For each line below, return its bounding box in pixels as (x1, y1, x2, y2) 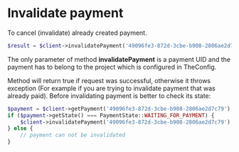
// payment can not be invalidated (20, 131, 126, 139)
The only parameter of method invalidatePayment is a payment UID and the (7, 55, 231, 63)
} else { (7, 125, 33, 132)
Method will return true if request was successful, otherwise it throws (7, 76, 211, 85)
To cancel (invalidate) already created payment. (7, 28, 147, 37)
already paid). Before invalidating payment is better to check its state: (7, 91, 211, 100)
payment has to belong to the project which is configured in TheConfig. (7, 63, 217, 71)
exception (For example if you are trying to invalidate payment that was (7, 84, 216, 92)
